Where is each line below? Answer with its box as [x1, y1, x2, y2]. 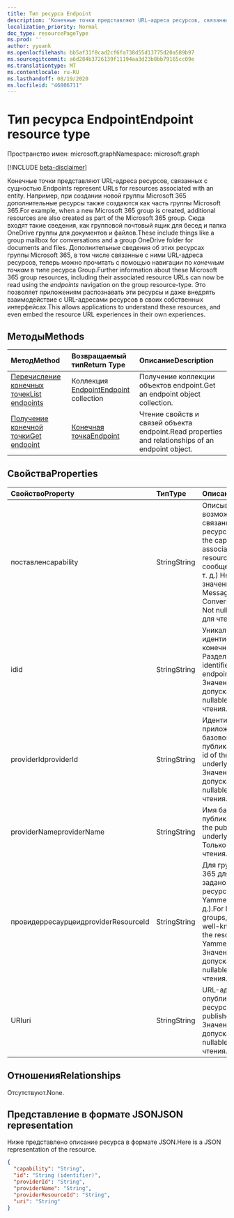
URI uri [10, 1015, 31, 1025]
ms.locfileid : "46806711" [7, 82, 82, 89]
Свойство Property [10, 488, 75, 498]
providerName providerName [10, 827, 104, 837]
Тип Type [156, 488, 187, 498]
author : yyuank [7, 43, 52, 50]
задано [201, 877, 226, 887]
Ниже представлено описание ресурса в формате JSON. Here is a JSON [7, 1138, 221, 1146]
